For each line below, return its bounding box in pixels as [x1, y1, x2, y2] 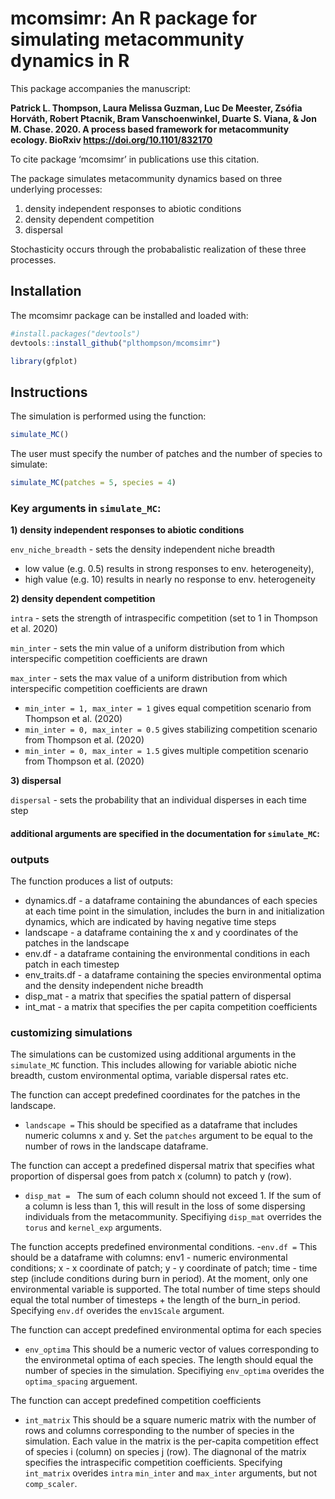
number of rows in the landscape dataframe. [24, 1140, 209, 1152]
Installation [10, 283, 82, 300]
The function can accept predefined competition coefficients [10, 1395, 262, 1407]
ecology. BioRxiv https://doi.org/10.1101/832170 [10, 133, 213, 146]
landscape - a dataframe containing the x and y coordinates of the [24, 927, 299, 939]
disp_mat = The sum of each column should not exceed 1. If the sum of [24, 1190, 322, 1202]
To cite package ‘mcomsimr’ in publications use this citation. [10, 153, 260, 165]
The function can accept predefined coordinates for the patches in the [10, 1089, 301, 1101]
